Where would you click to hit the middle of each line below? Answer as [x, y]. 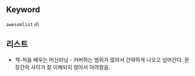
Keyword [23, 10]
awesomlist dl [23, 24]
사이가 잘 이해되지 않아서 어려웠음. [70, 67]
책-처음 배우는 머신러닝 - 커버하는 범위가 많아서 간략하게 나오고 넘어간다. [99, 59]
